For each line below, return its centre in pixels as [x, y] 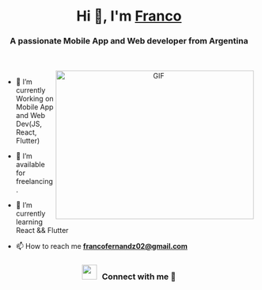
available [30, 165]
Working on [34, 99]
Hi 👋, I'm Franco [129, 16]
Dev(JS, [28, 124]
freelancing [34, 181]
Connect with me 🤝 [139, 277]
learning [29, 222]
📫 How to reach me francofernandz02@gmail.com [101, 246]
